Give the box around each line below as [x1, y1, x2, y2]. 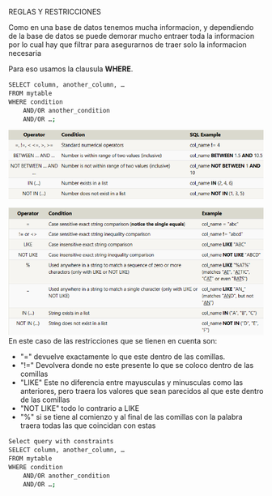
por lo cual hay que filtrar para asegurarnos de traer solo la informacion [8, 40, 247, 49]
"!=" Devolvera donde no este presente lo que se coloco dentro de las [19, 361, 254, 370]
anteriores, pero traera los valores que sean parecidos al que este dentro [19, 387, 264, 396]
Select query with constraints [8, 438, 114, 446]
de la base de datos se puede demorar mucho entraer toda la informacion [8, 32, 255, 41]
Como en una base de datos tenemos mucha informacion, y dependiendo [8, 23, 254, 32]
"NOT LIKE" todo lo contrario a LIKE [19, 404, 140, 413]
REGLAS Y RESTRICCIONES [8, 7, 101, 16]
